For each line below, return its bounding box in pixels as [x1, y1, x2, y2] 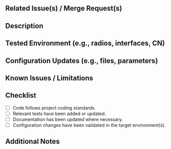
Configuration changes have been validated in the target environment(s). [12, 122, 166, 128]
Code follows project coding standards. [12, 104, 96, 111]
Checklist [5, 91, 37, 100]
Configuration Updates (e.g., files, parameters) [5, 56, 158, 65]
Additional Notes [5, 137, 60, 146]
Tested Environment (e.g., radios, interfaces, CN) [5, 39, 165, 48]
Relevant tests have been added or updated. [12, 110, 106, 117]
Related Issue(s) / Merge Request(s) [5, 4, 123, 13]
